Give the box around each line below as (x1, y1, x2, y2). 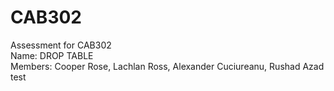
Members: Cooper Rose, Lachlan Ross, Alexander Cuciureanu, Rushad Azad (10, 60, 325, 72)
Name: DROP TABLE (10, 49, 94, 61)
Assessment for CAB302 (10, 39, 112, 51)
